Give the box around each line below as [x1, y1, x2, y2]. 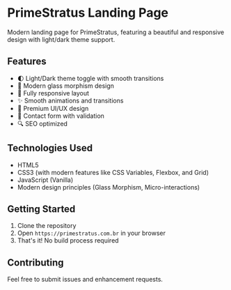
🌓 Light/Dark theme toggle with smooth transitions [17, 74, 164, 82]
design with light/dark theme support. [7, 35, 115, 43]
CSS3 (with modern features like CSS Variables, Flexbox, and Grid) [17, 168, 209, 176]
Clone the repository [17, 222, 77, 230]
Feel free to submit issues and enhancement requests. [7, 275, 164, 284]
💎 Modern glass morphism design [17, 82, 115, 90]
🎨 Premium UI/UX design [17, 104, 89, 112]
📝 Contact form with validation [17, 112, 104, 120]
